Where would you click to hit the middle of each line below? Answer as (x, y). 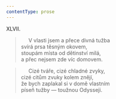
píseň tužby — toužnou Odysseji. (62, 89)
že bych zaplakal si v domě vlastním (65, 83)
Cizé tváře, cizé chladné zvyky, (67, 71)
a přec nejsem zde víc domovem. (62, 59)
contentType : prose (30, 12)
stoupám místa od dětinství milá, (61, 53)
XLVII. (13, 29)
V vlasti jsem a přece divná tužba (69, 40)
